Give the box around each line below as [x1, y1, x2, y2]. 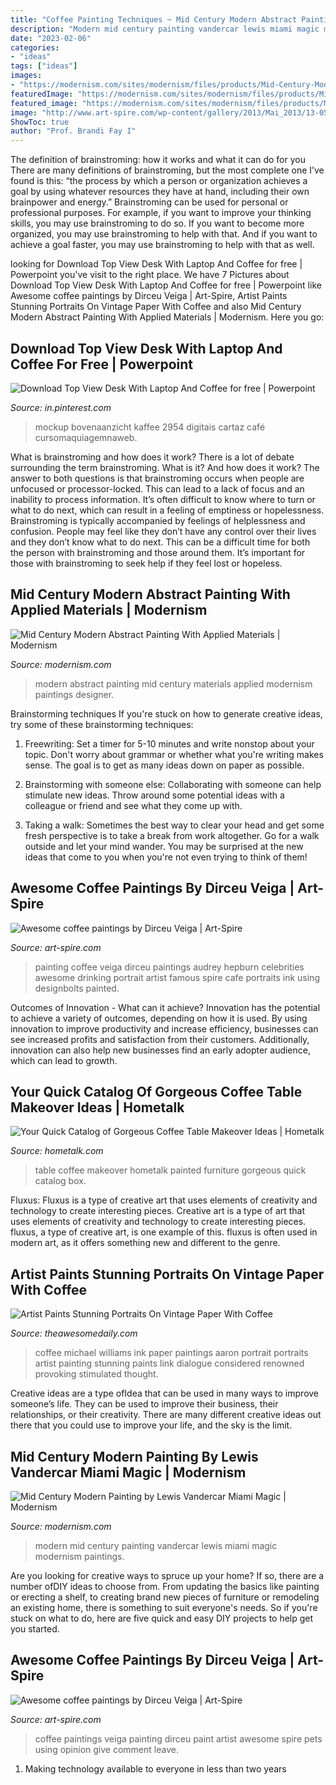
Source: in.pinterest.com [10, 401, 112, 413]
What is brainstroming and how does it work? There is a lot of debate [10, 451, 295, 463]
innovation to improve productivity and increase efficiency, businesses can [10, 1022, 319, 1035]
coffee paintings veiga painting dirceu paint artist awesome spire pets [34, 1732, 323, 1745]
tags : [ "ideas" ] [10, 61, 78, 71]
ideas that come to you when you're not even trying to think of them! [24, 851, 308, 863]
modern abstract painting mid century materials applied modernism [34, 677, 313, 690]
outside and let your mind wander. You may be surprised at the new [24, 840, 304, 852]
